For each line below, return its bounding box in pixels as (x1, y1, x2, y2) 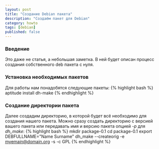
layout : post (5, 7, 32, 12)
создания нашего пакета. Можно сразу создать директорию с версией (5, 118, 153, 124)
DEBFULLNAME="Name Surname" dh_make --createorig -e (5, 134, 125, 139)
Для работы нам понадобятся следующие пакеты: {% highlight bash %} (5, 85, 154, 90)
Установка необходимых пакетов (5, 74, 89, 80)
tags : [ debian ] (5, 25, 36, 30)
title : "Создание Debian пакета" (5, 12, 73, 16)
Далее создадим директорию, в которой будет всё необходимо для (5, 113, 147, 119)
